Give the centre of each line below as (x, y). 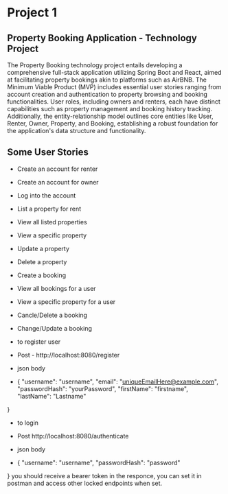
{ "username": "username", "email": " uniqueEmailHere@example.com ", (117, 381)
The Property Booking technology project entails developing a (95, 65)
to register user (39, 342)
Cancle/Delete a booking (52, 315)
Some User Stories (48, 152)
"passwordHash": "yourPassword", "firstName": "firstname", (103, 388)
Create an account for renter (57, 169)
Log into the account (46, 195)
